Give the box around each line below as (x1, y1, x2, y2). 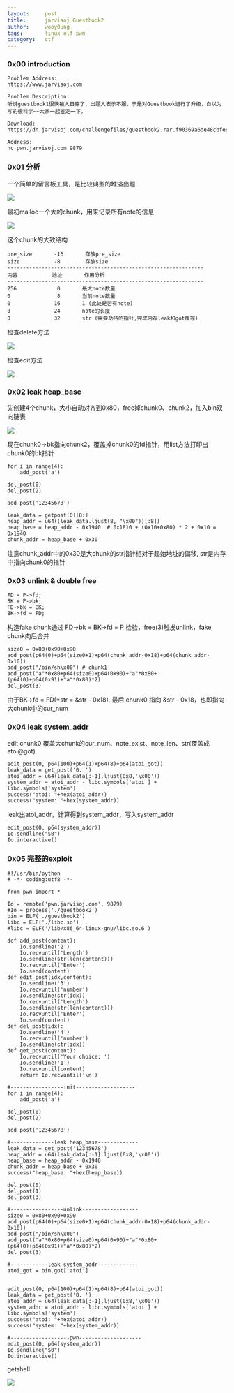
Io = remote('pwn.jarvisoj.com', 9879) (7, 900, 123, 908)
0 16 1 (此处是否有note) (7, 300, 134, 307)
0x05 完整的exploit (7, 853, 72, 863)
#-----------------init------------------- (7, 1084, 136, 1091)
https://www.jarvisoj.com (7, 81, 82, 88)
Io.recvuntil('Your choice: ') (19, 1053, 111, 1060)
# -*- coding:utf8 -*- (7, 876, 73, 883)
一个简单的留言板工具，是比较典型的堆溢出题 (7, 179, 136, 188)
